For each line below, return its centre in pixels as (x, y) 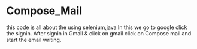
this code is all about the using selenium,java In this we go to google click (97, 27)
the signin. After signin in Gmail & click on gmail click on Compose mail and (99, 33)
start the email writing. (34, 40)
